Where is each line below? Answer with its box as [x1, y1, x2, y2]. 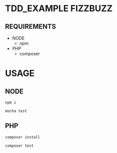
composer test [5, 143, 34, 148]
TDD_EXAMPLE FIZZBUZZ [5, 3, 113, 14]
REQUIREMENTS [5, 22, 56, 31]
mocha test [5, 109, 27, 114]
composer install [5, 134, 40, 139]
